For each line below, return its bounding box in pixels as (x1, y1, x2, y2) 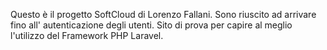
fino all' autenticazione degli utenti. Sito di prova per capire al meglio (10, 19, 293, 31)
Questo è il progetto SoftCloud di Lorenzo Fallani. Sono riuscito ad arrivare (10, 9, 317, 20)
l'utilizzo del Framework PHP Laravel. (10, 30, 164, 41)
